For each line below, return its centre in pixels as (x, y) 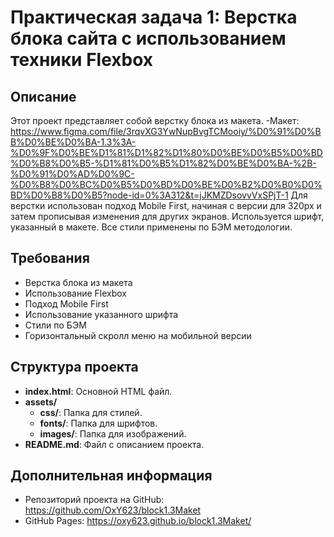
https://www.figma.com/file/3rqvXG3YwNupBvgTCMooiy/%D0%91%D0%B (166, 131)
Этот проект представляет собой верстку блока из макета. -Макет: (155, 120)
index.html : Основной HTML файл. (98, 391)
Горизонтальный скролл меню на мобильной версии (138, 335)
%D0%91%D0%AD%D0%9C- (72, 174)
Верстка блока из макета (78, 282)
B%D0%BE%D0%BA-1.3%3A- (73, 142)
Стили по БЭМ (55, 325)
